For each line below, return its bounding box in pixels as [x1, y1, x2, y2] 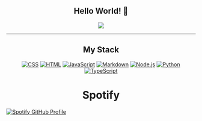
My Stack [83, 45, 119, 55]
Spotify [82, 88, 120, 102]
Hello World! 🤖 [73, 6, 129, 16]
